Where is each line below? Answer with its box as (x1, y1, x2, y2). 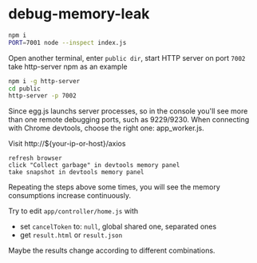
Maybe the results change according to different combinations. (8, 245, 215, 256)
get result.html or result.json (19, 230, 123, 240)
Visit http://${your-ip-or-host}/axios (8, 139, 126, 149)
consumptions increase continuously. (8, 191, 132, 201)
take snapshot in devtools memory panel (8, 169, 145, 177)
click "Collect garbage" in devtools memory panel (8, 161, 180, 169)
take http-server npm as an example (8, 62, 128, 71)
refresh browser (8, 154, 62, 162)
